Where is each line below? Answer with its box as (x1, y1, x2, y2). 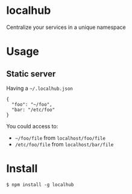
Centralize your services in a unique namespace (6, 23, 127, 31)
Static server (6, 69, 56, 79)
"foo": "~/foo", (11, 101, 52, 107)
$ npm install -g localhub (6, 181, 74, 187)
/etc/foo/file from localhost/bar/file (14, 140, 114, 148)
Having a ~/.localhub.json (6, 84, 74, 92)
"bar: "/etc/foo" (11, 107, 55, 113)
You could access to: (6, 122, 58, 130)
